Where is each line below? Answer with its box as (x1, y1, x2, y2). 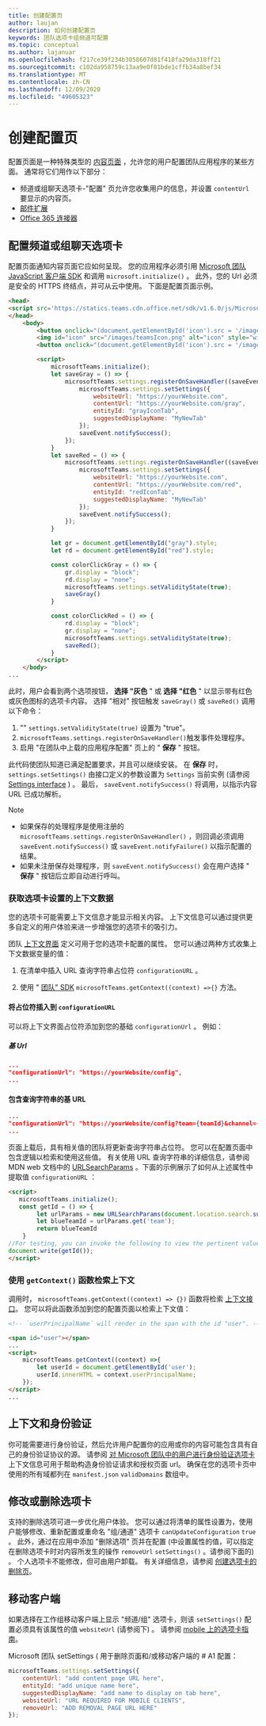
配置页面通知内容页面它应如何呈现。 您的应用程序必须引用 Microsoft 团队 (8, 262, 247, 270)
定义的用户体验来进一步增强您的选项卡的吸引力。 (21, 922, 182, 932)
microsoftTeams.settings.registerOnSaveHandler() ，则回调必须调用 (19, 831, 245, 841)
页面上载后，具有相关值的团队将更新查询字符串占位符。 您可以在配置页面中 (8, 1142, 253, 1151)
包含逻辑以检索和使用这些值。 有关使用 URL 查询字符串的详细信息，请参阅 (8, 1152, 250, 1162)
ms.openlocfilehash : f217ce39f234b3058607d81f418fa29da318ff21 (8, 56, 222, 64)
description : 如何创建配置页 (8, 26, 97, 34)
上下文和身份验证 (8, 1417, 92, 1430)
